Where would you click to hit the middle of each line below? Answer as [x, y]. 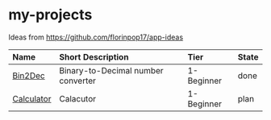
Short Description [94, 56]
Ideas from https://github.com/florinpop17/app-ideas [96, 37]
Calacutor [78, 98]
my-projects [50, 15]
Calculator [32, 98]
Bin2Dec [29, 76]
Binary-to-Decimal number [111, 70]
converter [78, 81]
